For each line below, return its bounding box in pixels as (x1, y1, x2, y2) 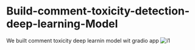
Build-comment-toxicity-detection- (6, 4, 190, 18)
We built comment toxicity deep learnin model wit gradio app (6, 37, 160, 44)
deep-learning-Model (6, 17, 118, 31)
